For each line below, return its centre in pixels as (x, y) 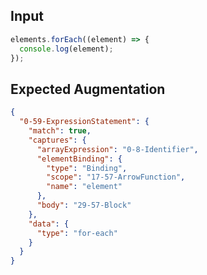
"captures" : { (57, 140)
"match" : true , (60, 131)
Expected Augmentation (88, 89)
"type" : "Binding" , (87, 168)
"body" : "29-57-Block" (84, 205)
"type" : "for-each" (77, 233)
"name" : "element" (84, 187)
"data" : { (49, 224)
